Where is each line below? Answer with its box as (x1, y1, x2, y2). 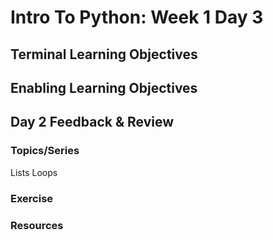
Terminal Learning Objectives (10, 46, 198, 63)
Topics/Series (10, 144, 80, 158)
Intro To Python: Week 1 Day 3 (10, 6, 264, 29)
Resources (10, 218, 64, 232)
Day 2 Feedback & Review (10, 114, 175, 131)
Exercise (10, 191, 54, 205)
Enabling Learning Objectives (10, 79, 198, 96)
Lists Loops (10, 166, 58, 178)
